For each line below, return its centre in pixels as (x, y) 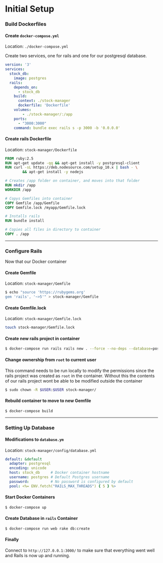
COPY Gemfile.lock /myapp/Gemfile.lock (45, 208)
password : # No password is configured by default (71, 482)
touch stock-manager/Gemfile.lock (40, 328)
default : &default (24, 459)
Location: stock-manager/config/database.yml (51, 450)
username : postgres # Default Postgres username (59, 477)
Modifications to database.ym (34, 439)
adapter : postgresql (30, 464)
